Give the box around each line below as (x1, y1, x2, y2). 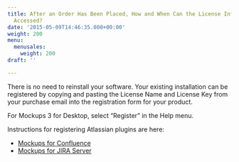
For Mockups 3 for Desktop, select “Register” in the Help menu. (7, 111, 194, 119)
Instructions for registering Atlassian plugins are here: (7, 125, 165, 134)
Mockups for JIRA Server (17, 146, 92, 155)
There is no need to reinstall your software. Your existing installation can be (7, 82, 228, 91)
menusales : (14, 43, 46, 50)
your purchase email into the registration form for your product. (7, 97, 193, 106)
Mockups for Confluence (17, 139, 91, 147)
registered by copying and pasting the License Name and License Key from (7, 90, 228, 98)
